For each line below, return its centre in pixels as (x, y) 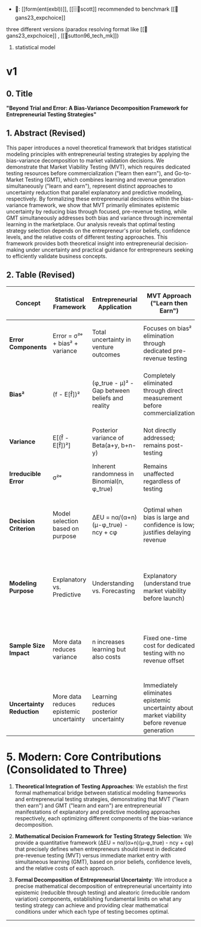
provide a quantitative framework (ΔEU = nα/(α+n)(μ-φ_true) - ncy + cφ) (104, 842)
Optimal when (163, 509)
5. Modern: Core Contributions (84, 757)
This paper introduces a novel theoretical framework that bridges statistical (99, 148)
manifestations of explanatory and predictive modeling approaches (98, 812)
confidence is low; (169, 524)
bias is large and (166, 517)
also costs (106, 656)
